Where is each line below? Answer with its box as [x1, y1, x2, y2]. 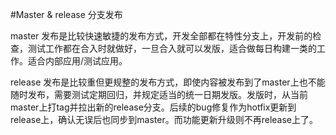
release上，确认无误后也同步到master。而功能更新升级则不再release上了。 [10, 114, 318, 125]
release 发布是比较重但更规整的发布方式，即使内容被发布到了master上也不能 [10, 76, 326, 88]
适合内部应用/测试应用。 [27, 55, 128, 67]
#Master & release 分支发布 [10, 9, 123, 20]
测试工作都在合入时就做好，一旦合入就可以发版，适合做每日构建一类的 [27, 43, 317, 54]
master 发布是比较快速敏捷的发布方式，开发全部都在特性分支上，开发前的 [10, 30, 313, 42]
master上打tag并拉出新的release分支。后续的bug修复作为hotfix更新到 [10, 101, 297, 113]
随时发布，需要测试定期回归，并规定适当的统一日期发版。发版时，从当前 [10, 89, 308, 100]
